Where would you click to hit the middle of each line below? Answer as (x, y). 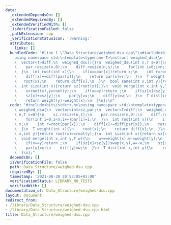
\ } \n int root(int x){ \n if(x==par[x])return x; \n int (84, 72)
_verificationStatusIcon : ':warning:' (51, 39)
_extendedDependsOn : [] (35, 15)
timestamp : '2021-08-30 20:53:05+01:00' (53, 176)
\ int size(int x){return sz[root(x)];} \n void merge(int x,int (86, 86)
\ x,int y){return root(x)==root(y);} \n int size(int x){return (85, 133)
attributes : (23, 43)
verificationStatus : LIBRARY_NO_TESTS (51, 181)
